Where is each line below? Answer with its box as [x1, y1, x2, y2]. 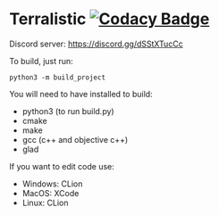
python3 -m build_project [9, 72, 105, 82]
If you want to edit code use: [9, 161, 114, 171]
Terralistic [9, 9, 87, 29]
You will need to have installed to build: [9, 88, 154, 99]
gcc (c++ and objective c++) [21, 134, 129, 145]
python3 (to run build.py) [21, 105, 114, 116]
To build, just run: [9, 55, 73, 66]
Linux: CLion [21, 197, 69, 208]
